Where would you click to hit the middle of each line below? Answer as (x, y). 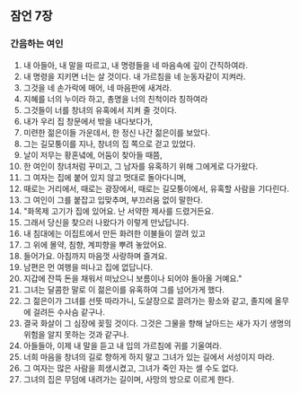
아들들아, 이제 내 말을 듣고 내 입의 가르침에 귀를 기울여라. (123, 345)
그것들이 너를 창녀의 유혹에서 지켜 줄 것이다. (100, 109)
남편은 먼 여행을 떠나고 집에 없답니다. (88, 266)
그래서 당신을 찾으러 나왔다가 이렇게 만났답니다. (106, 222)
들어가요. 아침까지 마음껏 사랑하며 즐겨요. (95, 256)
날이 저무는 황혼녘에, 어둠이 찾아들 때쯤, (93, 154)
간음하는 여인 (37, 44)
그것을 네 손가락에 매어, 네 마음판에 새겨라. (97, 87)
